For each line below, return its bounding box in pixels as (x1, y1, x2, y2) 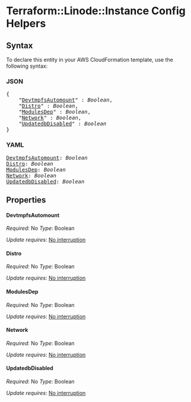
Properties (6, 195, 46, 205)
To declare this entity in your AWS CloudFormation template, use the (6, 56, 173, 63)
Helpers (6, 17, 46, 30)
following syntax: (6, 62, 48, 69)
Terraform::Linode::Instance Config (6, 4, 186, 18)
